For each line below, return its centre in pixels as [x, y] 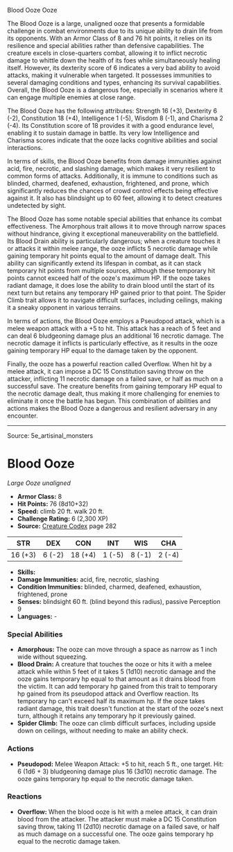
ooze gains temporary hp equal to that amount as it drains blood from [116, 679]
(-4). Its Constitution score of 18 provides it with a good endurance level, [111, 125]
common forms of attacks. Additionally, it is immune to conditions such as [113, 176]
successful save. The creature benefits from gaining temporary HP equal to [115, 386]
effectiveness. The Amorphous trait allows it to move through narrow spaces [116, 226]
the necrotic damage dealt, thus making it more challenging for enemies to [114, 393]
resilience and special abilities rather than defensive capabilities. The [106, 46]
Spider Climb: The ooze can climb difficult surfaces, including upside [116, 723]
